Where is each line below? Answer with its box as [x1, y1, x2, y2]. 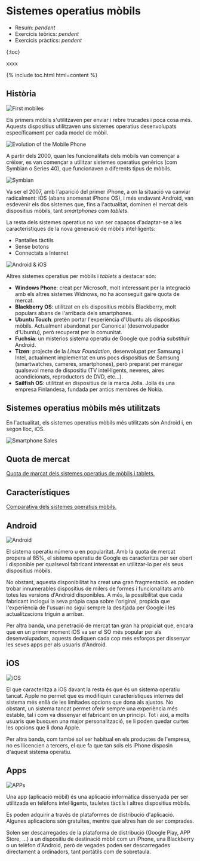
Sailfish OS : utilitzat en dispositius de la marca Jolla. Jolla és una [14, 379, 175, 386]
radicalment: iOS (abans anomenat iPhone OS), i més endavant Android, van [6, 194, 194, 201]
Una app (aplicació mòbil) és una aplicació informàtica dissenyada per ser [6, 793, 189, 800]
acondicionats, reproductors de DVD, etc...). [14, 373, 124, 380]
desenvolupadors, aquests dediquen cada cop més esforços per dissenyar [6, 635, 190, 642]
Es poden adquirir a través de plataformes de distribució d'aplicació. [6, 811, 174, 818]
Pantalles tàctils [14, 236, 54, 243]
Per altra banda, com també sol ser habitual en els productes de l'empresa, [6, 735, 191, 743]
